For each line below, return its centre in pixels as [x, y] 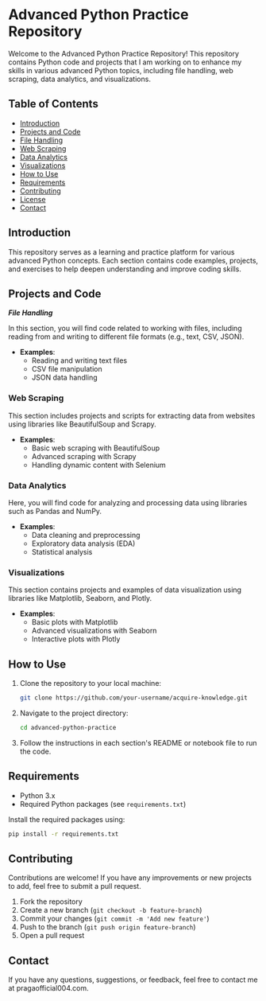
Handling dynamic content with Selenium [99, 465]
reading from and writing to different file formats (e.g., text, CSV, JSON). [126, 337]
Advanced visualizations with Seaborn [94, 631]
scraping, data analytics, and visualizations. [79, 79]
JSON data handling [64, 378]
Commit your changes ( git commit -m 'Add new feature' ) [114, 919]
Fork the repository [51, 902]
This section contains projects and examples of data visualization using [125, 590]
